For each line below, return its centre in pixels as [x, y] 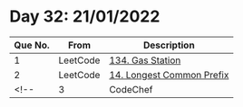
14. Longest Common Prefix [169, 75]
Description [169, 45]
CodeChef [131, 89]
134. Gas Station [145, 60]
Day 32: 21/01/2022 [85, 17]
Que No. [32, 45]
